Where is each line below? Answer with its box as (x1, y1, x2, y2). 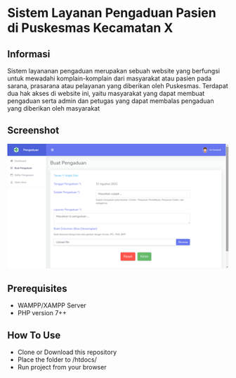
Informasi (7, 48, 51, 60)
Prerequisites (7, 282, 67, 294)
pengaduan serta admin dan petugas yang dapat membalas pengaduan (7, 97, 214, 105)
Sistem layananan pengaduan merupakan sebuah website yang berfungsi (7, 67, 220, 75)
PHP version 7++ (17, 309, 67, 317)
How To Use (7, 329, 61, 341)
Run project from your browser (17, 362, 107, 371)
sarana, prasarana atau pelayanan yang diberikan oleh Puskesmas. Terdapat (7, 82, 228, 90)
